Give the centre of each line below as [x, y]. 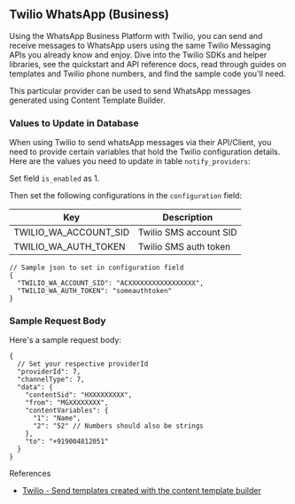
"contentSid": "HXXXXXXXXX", [79, 395]
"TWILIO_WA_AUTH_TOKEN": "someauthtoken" [95, 291]
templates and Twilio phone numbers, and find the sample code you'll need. [147, 74]
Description [188, 218]
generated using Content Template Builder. [87, 100]
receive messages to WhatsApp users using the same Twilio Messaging [140, 45]
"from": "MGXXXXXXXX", [67, 403]
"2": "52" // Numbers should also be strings [118, 426]
